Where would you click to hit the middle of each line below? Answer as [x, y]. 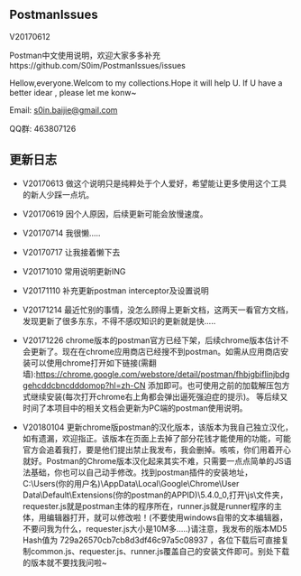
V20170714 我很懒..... [61, 233]
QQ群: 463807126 [43, 128]
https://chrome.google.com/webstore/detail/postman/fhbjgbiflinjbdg [163, 374]
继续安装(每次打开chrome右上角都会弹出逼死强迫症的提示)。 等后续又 [159, 396]
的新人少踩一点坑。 [58, 194]
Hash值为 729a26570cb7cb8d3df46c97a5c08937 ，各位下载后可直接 [152, 540]
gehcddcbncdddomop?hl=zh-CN [84, 385]
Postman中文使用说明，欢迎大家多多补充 [85, 55]
